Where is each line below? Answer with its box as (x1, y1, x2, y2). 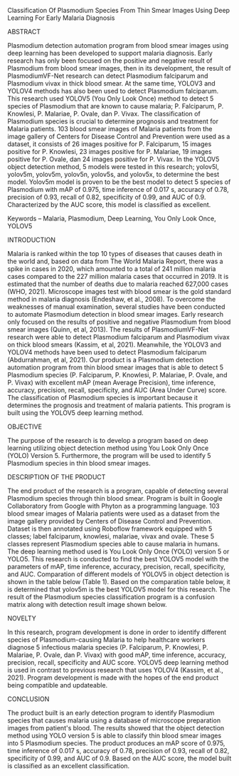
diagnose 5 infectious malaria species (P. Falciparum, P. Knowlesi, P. (7, 643, 208, 651)
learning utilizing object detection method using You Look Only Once (7, 444, 209, 452)
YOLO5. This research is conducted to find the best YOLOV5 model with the (7, 555, 229, 563)
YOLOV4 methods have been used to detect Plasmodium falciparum (7, 348, 207, 356)
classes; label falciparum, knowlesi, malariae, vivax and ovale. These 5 (7, 532, 215, 541)
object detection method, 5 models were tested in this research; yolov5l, (7, 163, 219, 170)
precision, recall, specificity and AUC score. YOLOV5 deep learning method (7, 658, 229, 666)
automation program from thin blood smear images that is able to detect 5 (7, 363, 224, 372)
